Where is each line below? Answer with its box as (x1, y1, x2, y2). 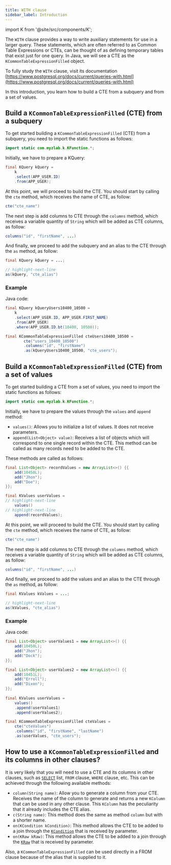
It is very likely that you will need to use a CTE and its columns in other (5, 769, 154, 775)
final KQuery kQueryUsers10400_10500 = (5, 306, 90, 311)
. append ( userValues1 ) (14, 705, 60, 710)
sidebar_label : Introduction (5, 12, 67, 17)
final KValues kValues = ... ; (5, 591, 70, 597)
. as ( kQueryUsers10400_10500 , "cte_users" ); (23, 348, 117, 353)
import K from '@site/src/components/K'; (5, 26, 92, 32)
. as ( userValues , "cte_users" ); (14, 734, 81, 739)
